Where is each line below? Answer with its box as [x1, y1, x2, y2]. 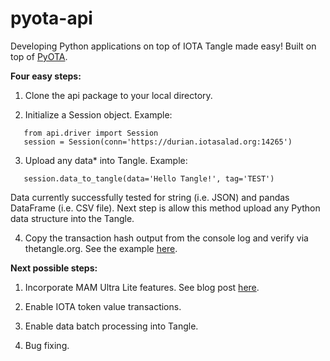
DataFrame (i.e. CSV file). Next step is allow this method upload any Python [10, 202, 321, 214]
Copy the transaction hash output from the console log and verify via [24, 232, 309, 244]
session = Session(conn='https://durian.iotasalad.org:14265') [23, 137, 293, 147]
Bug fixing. [24, 339, 70, 351]
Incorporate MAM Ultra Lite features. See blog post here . [24, 281, 260, 293]
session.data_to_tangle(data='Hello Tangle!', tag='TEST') [23, 173, 275, 184]
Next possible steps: [10, 262, 98, 274]
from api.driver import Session [23, 128, 159, 138]
